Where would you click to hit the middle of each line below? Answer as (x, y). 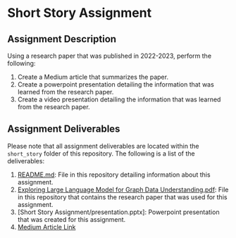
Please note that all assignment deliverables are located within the (103, 146)
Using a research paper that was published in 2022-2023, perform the (110, 56)
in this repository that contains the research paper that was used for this (122, 197)
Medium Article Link (46, 227)
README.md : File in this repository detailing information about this (114, 175)
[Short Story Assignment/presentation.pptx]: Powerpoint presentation (118, 212)
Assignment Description (62, 39)
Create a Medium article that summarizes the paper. (93, 77)
